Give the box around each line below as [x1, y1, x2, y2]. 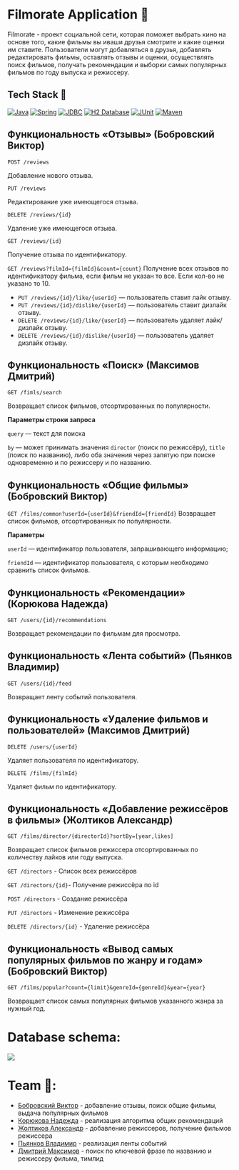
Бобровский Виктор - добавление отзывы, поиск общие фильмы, [17, 1101, 218, 1110]
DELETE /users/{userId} [7, 743, 78, 751]
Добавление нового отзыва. [7, 171, 93, 179]
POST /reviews [7, 159, 50, 166]
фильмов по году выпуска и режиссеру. [7, 68, 130, 76]
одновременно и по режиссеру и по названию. [7, 459, 152, 467]
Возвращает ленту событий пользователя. [7, 692, 138, 701]
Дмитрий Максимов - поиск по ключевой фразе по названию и [17, 1146, 212, 1156]
